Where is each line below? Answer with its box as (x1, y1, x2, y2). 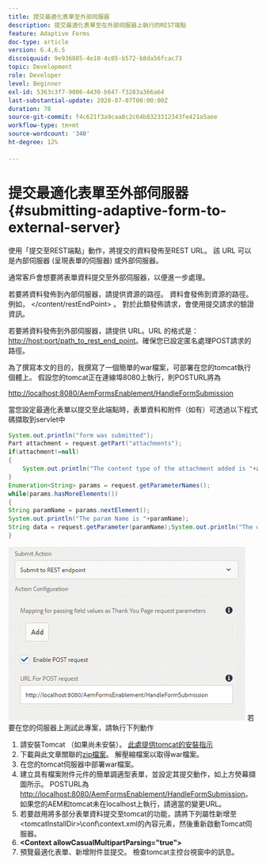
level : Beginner (8, 79, 62, 87)
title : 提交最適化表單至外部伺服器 (8, 13, 110, 21)
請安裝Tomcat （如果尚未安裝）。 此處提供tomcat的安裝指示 (19, 740, 214, 749)
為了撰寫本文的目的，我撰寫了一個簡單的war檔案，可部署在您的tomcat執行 (8, 362, 252, 372)
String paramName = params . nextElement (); (8, 507, 150, 514)
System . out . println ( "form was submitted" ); (8, 431, 154, 439)
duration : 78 (8, 105, 51, 113)
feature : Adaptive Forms (8, 29, 90, 37)
